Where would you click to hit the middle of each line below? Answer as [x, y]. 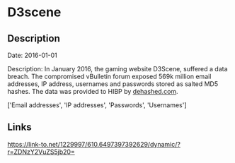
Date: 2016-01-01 [33, 55]
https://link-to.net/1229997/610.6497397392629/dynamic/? [94, 144]
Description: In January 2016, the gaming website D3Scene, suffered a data [117, 69]
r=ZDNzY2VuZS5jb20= [41, 152]
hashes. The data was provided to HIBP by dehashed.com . [93, 91]
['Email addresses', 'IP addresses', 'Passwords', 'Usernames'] [97, 105]
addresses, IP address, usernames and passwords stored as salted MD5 [113, 84]
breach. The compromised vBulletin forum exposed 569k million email [109, 76]
